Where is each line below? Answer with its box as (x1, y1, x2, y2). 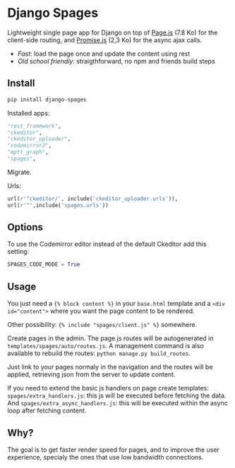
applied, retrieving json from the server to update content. (7, 370, 176, 378)
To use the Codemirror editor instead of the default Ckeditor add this (7, 240, 207, 248)
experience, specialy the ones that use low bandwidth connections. (7, 452, 204, 461)
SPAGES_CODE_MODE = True (7, 261, 80, 269)
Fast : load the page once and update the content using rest (17, 49, 191, 58)
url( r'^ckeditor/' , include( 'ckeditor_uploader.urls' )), (7, 195, 179, 202)
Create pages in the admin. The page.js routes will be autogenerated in (7, 334, 214, 343)
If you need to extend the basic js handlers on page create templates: (7, 384, 210, 393)
